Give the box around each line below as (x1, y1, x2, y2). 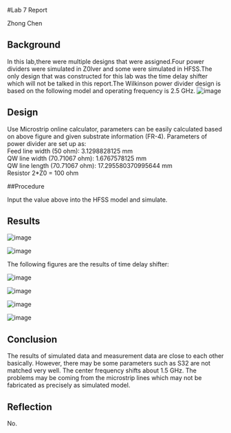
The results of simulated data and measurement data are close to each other (7, 352, 224, 360)
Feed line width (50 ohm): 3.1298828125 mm (7, 147, 133, 155)
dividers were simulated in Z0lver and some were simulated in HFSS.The (7, 65, 212, 73)
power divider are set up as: (7, 139, 87, 147)
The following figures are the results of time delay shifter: (7, 260, 170, 268)
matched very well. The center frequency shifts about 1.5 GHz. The (7, 366, 197, 374)
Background (7, 39, 60, 51)
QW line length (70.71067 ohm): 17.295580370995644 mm (7, 161, 173, 169)
